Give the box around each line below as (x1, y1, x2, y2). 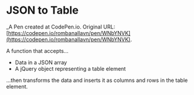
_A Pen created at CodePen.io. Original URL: (6, 23, 116, 30)
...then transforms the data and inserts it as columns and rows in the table (6, 77, 188, 84)
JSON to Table (6, 4, 79, 17)
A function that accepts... (6, 47, 69, 54)
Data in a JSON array (14, 59, 67, 66)
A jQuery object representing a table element (14, 65, 126, 72)
